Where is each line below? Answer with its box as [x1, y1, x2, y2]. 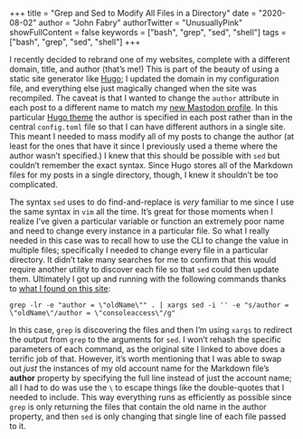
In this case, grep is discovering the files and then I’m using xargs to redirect [9, 325, 293, 335]
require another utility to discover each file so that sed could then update [9, 264, 279, 274]
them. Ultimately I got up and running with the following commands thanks [9, 273, 287, 284]
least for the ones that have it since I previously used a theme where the [9, 140, 279, 151]
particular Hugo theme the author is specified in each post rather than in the [9, 112, 293, 122]
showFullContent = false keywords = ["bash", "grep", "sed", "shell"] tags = [9, 27, 287, 37]
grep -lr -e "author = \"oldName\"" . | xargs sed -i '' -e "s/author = [9, 301, 289, 310]
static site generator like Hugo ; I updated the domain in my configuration [9, 73, 279, 84]
